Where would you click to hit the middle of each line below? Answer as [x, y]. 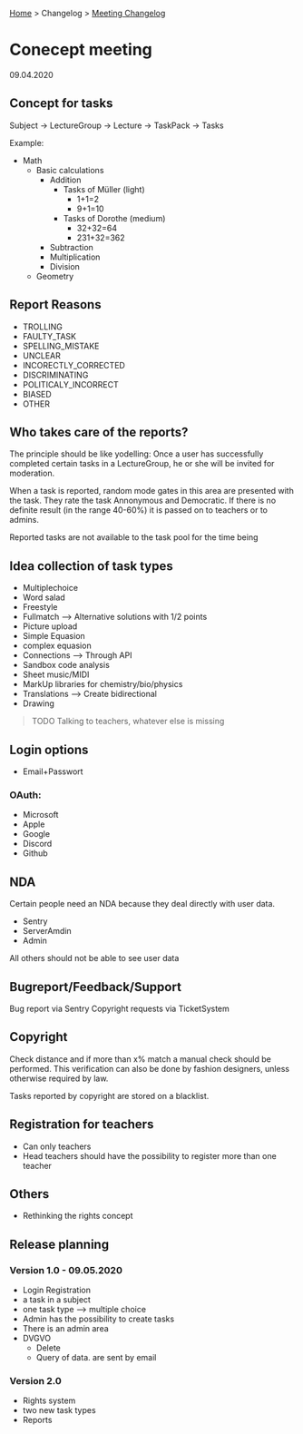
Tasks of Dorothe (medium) [114, 218]
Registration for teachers [82, 1125]
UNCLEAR [41, 355]
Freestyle [40, 607]
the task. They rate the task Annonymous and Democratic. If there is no [143, 501]
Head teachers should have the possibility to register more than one [149, 1155]
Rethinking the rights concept [78, 1216]
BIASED [37, 394]
